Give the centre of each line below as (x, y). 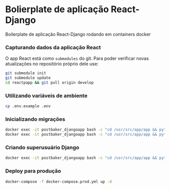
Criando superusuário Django (42, 147)
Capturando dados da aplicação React (53, 47)
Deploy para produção (33, 171)
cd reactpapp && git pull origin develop (50, 82)
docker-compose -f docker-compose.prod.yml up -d (59, 181)
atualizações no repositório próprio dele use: (52, 64)
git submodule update (28, 78)
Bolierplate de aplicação (57, 9)
